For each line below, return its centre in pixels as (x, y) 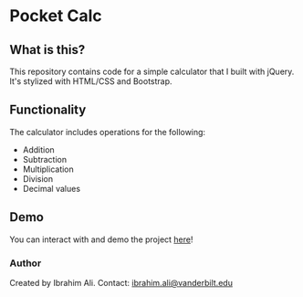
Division (37, 178)
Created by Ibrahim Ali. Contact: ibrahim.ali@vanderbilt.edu (121, 282)
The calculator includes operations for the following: (108, 132)
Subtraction (44, 159)
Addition (38, 149)
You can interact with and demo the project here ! (101, 239)
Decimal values (51, 188)
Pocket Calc (56, 16)
